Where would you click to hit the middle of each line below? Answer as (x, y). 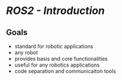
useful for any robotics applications (57, 65)
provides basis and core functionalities (61, 59)
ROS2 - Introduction (55, 11)
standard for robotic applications (54, 46)
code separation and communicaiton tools (65, 71)
